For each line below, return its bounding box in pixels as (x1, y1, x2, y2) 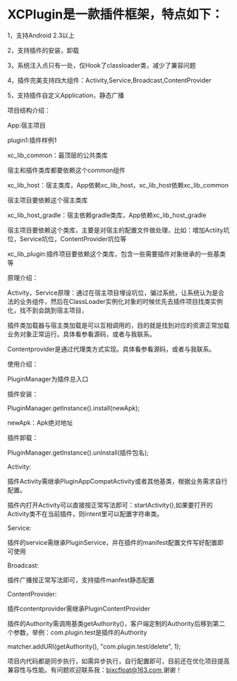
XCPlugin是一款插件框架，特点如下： (7, 6, 224, 23)
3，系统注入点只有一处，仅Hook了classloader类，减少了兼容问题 (7, 61, 196, 69)
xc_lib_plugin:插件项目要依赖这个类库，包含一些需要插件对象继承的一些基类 (7, 250, 226, 258)
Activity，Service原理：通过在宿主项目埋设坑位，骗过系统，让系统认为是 (7, 288, 219, 297)
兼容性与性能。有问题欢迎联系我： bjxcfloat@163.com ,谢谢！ (7, 665, 182, 674)
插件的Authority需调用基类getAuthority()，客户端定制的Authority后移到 (7, 619, 213, 627)
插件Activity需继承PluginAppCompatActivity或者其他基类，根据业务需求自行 (7, 477, 228, 485)
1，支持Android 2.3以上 (7, 31, 75, 39)
